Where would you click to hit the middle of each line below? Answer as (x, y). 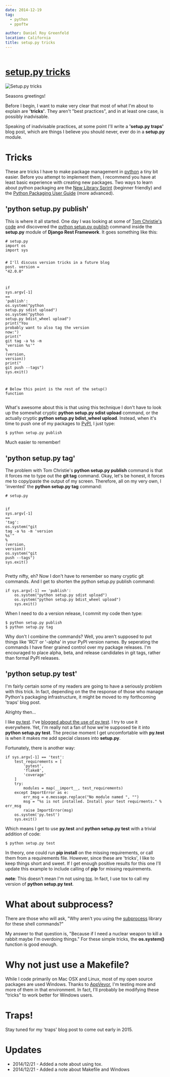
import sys (17, 250)
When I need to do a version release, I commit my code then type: (74, 613)
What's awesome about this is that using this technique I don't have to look (83, 408)
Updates (24, 1050)
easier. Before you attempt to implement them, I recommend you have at (80, 177)
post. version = (22, 267)
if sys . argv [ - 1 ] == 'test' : (35, 757)
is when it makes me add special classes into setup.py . (63, 738)
